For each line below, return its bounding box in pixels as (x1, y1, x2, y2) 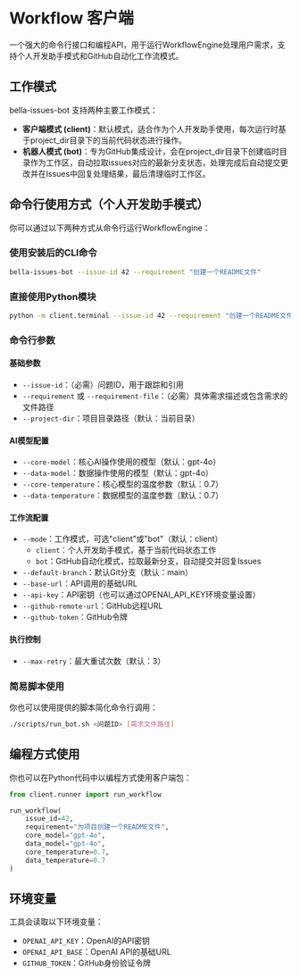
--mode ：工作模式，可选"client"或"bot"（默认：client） (21, 533, 223, 545)
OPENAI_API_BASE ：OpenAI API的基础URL (21, 947, 171, 957)
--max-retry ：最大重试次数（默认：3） (21, 656, 166, 666)
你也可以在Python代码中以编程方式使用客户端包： (9, 772, 192, 782)
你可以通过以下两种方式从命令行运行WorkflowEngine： (9, 222, 211, 233)
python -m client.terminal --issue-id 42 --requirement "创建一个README (9, 312, 280, 321)
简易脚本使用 (9, 680, 65, 692)
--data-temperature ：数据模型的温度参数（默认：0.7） (21, 490, 223, 501)
